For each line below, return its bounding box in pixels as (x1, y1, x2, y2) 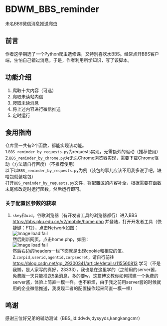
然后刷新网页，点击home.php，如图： (12, 236, 91, 242)
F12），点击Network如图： (25, 225, 79, 231)
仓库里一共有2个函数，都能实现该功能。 (5, 142, 87, 148)
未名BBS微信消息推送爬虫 (5, 20, 58, 26)
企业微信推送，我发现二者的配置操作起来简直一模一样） (21, 285, 135, 291)
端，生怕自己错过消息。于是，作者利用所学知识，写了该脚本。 (5, 57, 132, 63)
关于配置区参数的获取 (5, 200, 56, 207)
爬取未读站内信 (12, 93, 43, 99)
